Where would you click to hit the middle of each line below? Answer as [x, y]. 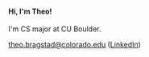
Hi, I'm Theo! [30, 11]
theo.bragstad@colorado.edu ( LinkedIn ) [74, 45]
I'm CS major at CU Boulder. [55, 29]
